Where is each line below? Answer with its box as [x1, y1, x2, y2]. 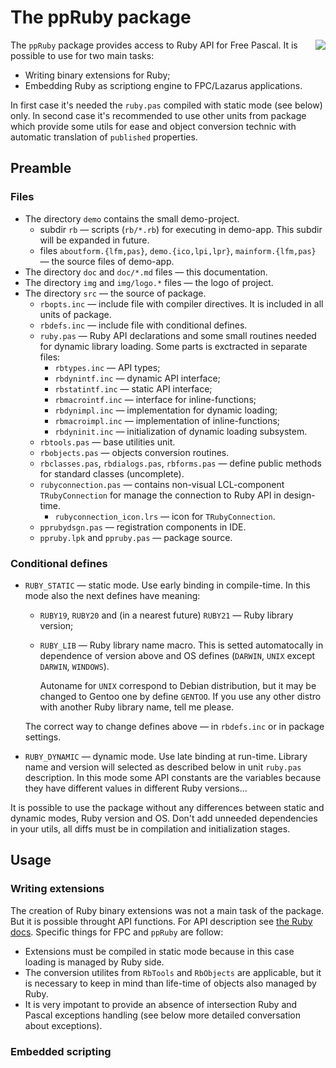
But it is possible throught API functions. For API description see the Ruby [10, 915, 313, 927]
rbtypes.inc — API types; [54, 361, 161, 373]
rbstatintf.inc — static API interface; [54, 382, 213, 395]
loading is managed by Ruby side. [24, 956, 165, 968]
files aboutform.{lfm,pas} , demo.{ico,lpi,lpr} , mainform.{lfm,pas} [39, 244, 317, 256]
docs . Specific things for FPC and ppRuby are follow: [10, 926, 224, 938]
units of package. [39, 308, 112, 320]
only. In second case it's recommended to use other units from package [10, 109, 307, 121]
